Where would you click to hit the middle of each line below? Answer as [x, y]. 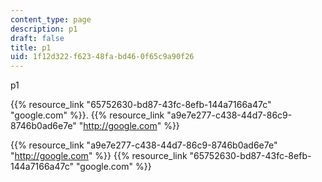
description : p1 [44, 29]
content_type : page [51, 19]
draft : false [37, 38]
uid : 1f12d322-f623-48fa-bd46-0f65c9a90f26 [102, 57]
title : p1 [31, 47]
